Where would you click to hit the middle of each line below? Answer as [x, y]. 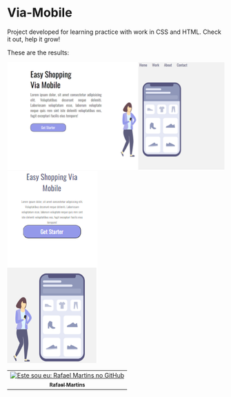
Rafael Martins [67, 385]
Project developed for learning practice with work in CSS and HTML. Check [114, 32]
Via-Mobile [40, 13]
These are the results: [38, 52]
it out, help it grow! [34, 39]
